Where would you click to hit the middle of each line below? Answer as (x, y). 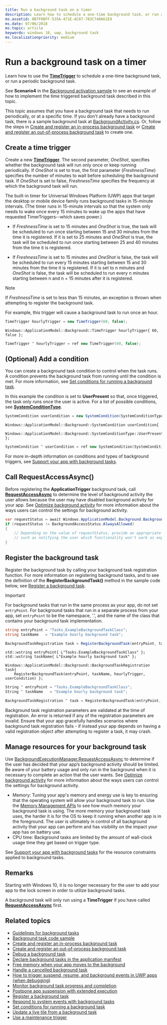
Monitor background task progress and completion (64, 986)
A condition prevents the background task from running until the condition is (83, 376)
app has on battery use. (37, 832)
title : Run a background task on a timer (49, 10)
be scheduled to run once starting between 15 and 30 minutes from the (85, 232)
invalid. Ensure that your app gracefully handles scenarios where (72, 721)
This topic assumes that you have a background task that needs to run (77, 111)
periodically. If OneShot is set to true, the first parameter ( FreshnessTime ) (81, 170)
